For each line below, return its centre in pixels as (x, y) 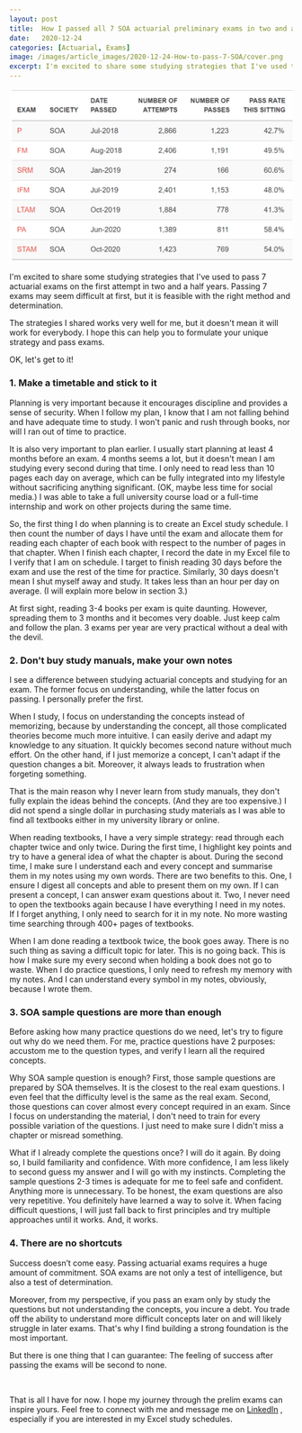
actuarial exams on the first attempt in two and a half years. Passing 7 (138, 286)
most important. (39, 1338)
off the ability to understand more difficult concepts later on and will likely (146, 1319)
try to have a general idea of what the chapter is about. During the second (146, 857)
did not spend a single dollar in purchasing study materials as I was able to (147, 811)
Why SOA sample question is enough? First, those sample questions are (142, 1078)
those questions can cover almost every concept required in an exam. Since (150, 1107)
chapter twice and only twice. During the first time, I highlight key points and (151, 848)
